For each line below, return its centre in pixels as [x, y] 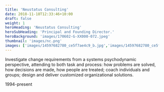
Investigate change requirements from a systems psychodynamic [71, 59]
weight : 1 [15, 23]
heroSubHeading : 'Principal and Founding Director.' [60, 32]
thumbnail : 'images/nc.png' [34, 41]
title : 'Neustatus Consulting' [37, 9]
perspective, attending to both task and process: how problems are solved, [81, 64]
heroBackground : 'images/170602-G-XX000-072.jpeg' [58, 37]
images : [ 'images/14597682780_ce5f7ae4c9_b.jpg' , [57, 46]
